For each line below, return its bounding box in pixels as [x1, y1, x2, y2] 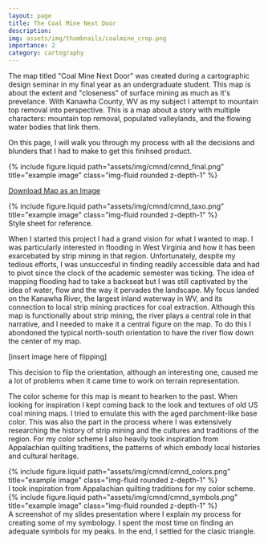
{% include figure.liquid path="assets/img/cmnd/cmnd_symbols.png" [8, 493, 238, 501]
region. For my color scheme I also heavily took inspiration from [8, 434, 219, 444]
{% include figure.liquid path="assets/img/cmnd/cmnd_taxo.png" [8, 201, 225, 211]
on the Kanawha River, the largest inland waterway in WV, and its [8, 294, 223, 303]
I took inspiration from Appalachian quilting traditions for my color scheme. [8, 484, 256, 493]
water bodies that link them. [8, 122, 100, 132]
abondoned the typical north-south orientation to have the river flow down [8, 328, 254, 337]
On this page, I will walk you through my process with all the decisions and [8, 138, 255, 147]
